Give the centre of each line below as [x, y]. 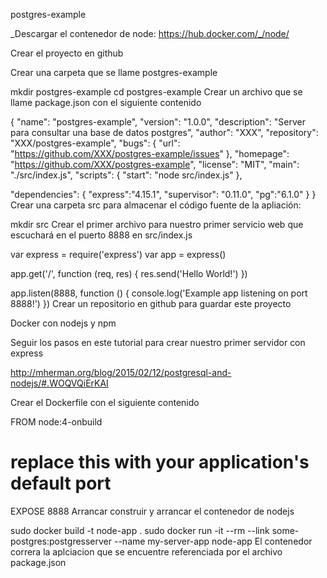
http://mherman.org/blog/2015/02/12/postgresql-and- [121, 372]
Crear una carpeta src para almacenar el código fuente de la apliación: [156, 205]
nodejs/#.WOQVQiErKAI [59, 383]
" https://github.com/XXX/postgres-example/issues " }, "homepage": [150, 153]
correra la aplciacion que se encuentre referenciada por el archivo [146, 551]
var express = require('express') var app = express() [118, 254]
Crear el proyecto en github [67, 53]
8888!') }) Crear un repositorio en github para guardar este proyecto [151, 303]
